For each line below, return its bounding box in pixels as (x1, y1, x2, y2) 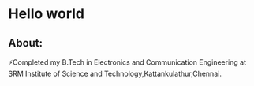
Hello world (8, 5, 85, 23)
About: (8, 36, 43, 50)
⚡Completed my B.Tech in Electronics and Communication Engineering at (8, 58, 247, 67)
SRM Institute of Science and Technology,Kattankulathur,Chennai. (8, 69, 222, 78)
